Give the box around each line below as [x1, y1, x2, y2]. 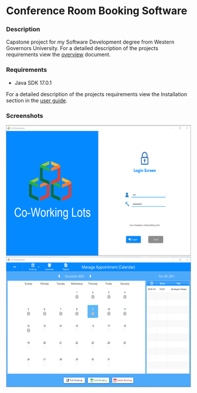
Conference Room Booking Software [6, 4, 188, 18]
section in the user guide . [6, 97, 67, 104]
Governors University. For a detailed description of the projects [6, 45, 158, 52]
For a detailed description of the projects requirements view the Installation [6, 90, 188, 98]
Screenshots [6, 111, 43, 120]
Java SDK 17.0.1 [14, 79, 52, 86]
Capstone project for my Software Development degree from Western [6, 38, 175, 45]
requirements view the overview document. [6, 51, 111, 58]
